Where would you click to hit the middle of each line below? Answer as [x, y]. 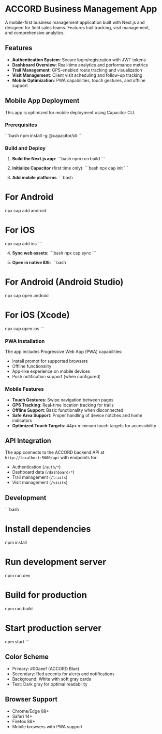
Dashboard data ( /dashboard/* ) [43, 472]
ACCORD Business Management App [81, 9]
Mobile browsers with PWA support [47, 726]
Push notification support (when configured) [56, 377]
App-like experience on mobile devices [51, 371]
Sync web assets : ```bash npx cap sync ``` [54, 253]
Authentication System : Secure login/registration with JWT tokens [79, 60]
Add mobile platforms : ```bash [42, 178]
